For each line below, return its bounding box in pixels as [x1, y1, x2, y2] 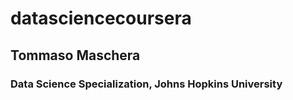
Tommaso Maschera [10, 47, 141, 64]
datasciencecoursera [10, 7, 192, 30]
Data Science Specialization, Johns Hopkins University [10, 77, 283, 91]
